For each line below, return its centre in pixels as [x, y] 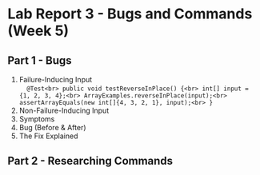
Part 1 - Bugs [40, 60]
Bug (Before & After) [52, 127]
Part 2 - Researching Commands [90, 161]
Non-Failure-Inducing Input [64, 110]
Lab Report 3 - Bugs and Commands [130, 14]
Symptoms [37, 119]
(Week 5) [38, 31]
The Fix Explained [48, 136]
